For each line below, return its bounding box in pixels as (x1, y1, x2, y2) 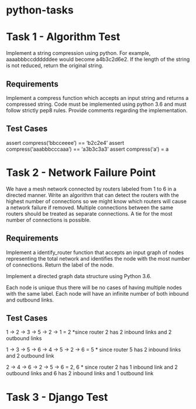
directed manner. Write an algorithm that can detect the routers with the (6, 191, 180, 199)
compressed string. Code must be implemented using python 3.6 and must (6, 100, 187, 108)
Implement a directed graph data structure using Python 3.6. (6, 272, 152, 279)
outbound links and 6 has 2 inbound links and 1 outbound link (6, 370, 154, 377)
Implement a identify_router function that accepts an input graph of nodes (6, 249, 184, 256)
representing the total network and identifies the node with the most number (6, 255, 190, 262)
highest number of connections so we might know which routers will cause (6, 197, 187, 204)
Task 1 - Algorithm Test (6, 30, 121, 44)
